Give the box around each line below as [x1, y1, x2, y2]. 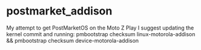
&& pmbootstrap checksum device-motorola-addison [6, 37, 139, 44]
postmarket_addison [6, 4, 113, 18]
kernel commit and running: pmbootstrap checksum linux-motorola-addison [6, 30, 196, 37]
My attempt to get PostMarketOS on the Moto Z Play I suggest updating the [6, 24, 194, 31]
